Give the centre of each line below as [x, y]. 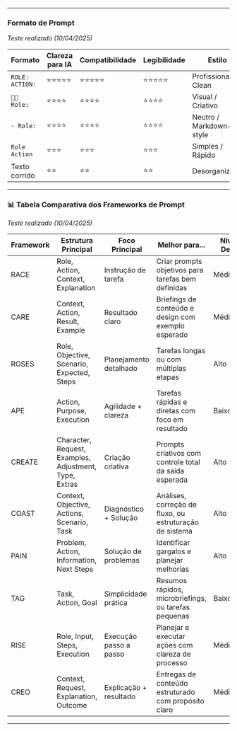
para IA [60, 64]
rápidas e [172, 402]
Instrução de [125, 270]
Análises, [171, 495]
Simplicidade [126, 594]
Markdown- [212, 126]
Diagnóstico [124, 509]
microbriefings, [181, 598]
